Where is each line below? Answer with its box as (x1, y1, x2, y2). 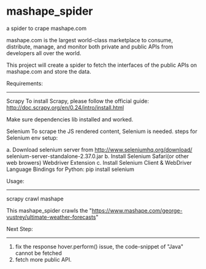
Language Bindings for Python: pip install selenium (6, 165, 135, 173)
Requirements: (6, 80, 43, 87)
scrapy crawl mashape (6, 195, 64, 202)
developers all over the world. (6, 49, 82, 56)
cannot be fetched (15, 249, 63, 257)
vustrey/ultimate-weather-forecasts (6, 213, 96, 221)
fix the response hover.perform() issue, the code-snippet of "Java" (15, 243, 184, 250)
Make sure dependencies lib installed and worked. (6, 115, 134, 123)
